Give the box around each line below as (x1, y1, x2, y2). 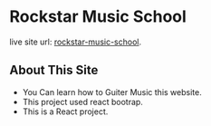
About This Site (9, 63, 99, 78)
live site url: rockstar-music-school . (9, 36, 142, 47)
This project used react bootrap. (22, 96, 143, 107)
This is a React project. (22, 106, 109, 117)
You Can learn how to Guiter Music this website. (22, 86, 202, 97)
